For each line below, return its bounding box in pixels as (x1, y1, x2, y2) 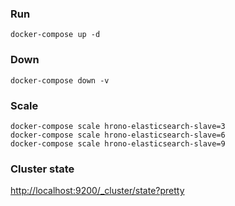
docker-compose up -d (10, 30, 101, 40)
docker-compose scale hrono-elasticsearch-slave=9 (10, 138, 226, 149)
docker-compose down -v (10, 75, 110, 86)
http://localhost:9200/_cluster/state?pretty (10, 185, 185, 197)
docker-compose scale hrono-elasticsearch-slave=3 (10, 121, 226, 131)
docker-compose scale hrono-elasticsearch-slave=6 (10, 130, 226, 140)
